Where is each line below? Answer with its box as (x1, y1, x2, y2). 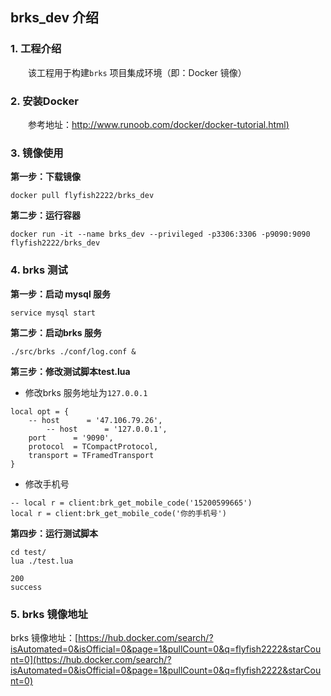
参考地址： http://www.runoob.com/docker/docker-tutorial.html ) (27, 118, 290, 130)
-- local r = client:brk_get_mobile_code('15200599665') (10, 498, 253, 508)
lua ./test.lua (10, 556, 74, 566)
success (10, 582, 43, 592)
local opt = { (10, 406, 70, 417)
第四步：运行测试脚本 (10, 527, 98, 539)
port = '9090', (28, 433, 114, 443)
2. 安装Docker (10, 94, 79, 108)
